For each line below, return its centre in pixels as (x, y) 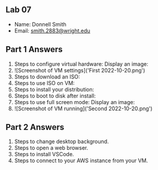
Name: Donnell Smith (40, 24)
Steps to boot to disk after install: (55, 96)
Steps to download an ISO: (47, 77)
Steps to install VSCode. (44, 154)
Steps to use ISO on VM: (45, 83)
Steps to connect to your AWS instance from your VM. (81, 160)
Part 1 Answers (34, 49)
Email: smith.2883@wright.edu (52, 31)
